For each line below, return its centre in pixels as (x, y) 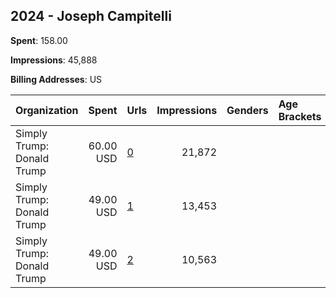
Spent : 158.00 (39, 40)
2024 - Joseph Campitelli (91, 16)
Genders (247, 110)
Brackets (300, 116)
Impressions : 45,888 (54, 60)
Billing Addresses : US (56, 79)
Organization (47, 110)
